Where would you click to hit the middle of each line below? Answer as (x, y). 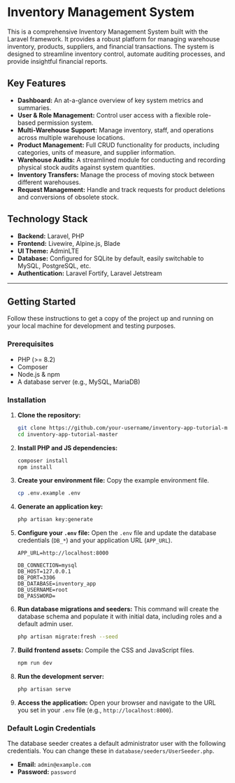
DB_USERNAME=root (43, 590)
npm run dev (35, 663)
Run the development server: (61, 676)
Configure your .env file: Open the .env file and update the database (117, 533)
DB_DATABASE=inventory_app (57, 584)
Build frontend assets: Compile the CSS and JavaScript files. (106, 650)
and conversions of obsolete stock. (68, 197)
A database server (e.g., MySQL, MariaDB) (79, 382)
